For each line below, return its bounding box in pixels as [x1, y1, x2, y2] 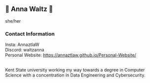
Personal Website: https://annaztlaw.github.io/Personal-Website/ [5, 52, 137, 58]
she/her [5, 18, 21, 24]
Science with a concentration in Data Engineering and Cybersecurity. [5, 72, 146, 78]
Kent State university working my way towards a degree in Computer [5, 67, 145, 73]
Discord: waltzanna [5, 47, 44, 53]
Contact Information [5, 30, 55, 37]
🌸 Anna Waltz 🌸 [5, 5, 53, 13]
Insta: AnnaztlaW [5, 41, 39, 47]
